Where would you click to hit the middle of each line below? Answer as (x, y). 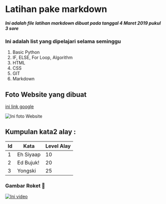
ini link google (19, 106)
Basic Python (26, 52)
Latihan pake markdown (56, 9)
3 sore (12, 28)
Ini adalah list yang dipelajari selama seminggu (63, 41)
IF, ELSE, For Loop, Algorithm (42, 57)
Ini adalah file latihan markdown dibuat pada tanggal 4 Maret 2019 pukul (83, 23)
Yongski (27, 170)
